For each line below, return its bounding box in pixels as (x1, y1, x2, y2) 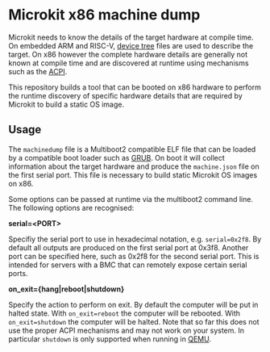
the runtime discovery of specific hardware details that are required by (8, 90, 243, 100)
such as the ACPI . (8, 66, 68, 76)
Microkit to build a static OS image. (8, 99, 125, 109)
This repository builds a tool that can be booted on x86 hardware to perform (8, 82, 262, 92)
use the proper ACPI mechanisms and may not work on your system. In (8, 325, 244, 335)
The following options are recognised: (8, 203, 135, 212)
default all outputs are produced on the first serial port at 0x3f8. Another (8, 242, 249, 252)
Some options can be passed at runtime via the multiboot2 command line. (8, 194, 254, 203)
